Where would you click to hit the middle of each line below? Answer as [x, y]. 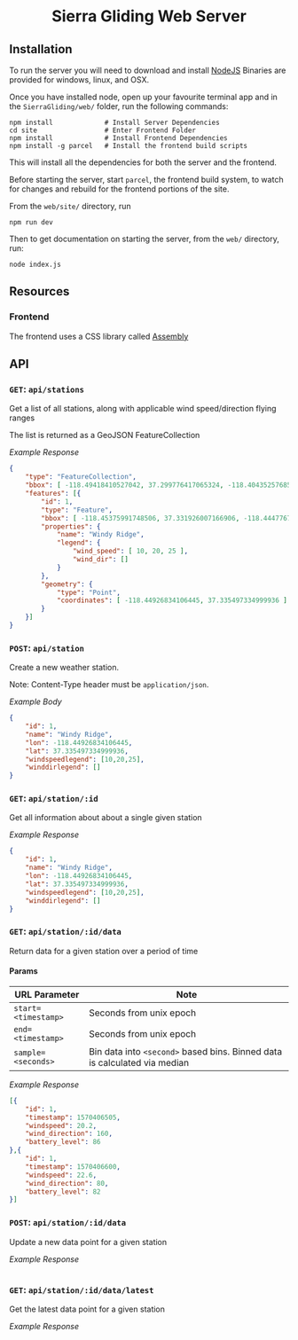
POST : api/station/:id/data [68, 1223]
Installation [41, 49]
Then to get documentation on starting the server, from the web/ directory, [144, 239]
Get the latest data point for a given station [87, 1309]
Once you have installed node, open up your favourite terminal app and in [143, 97]
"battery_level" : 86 [63, 1142]
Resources [39, 291]
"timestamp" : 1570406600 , [73, 1167]
